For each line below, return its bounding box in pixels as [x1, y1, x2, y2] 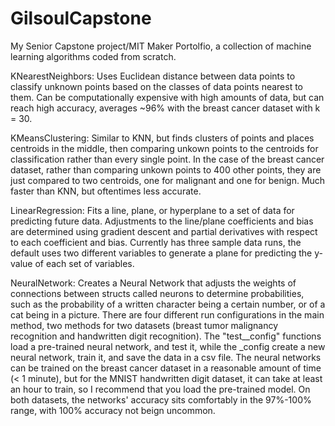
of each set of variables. [34, 257, 135, 269]
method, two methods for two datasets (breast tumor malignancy [10, 319, 279, 331]
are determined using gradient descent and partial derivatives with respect [10, 225, 318, 237]
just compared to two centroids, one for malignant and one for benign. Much [10, 174, 326, 186]
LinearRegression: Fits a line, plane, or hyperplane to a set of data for [10, 204, 295, 216]
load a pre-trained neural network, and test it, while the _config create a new [10, 340, 326, 352]
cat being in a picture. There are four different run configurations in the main [10, 308, 325, 321]
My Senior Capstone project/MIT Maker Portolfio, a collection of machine [10, 40, 312, 52]
